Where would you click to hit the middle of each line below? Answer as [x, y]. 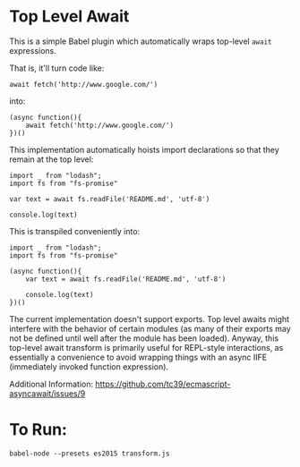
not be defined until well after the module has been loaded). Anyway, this [144, 338]
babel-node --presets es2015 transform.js [90, 454]
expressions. [33, 50]
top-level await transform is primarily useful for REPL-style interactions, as [146, 347]
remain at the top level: [51, 159]
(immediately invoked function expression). [89, 366]
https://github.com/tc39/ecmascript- [163, 384]
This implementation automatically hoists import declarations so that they [144, 149]
